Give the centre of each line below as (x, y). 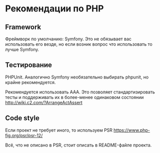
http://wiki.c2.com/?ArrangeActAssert (44, 102)
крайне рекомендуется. (31, 82)
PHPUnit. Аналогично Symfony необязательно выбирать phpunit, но (77, 77)
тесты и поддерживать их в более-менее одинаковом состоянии (75, 97)
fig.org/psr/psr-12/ (24, 135)
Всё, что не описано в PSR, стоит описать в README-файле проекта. (79, 145)
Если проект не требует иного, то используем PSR (59, 130)
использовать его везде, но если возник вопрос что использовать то (79, 44)
